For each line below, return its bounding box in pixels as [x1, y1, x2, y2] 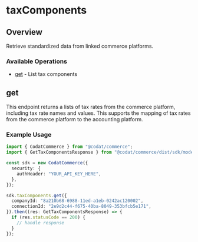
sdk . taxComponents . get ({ [6, 193, 67, 198]
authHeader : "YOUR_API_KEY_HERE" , [16, 171, 101, 177]
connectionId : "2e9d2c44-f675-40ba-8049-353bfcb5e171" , [11, 204, 151, 210]
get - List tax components [14, 71, 78, 78]
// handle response [16, 220, 65, 226]
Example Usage [6, 131, 52, 139]
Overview [6, 27, 43, 37]
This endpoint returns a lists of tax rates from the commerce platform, [6, 104, 176, 111]
